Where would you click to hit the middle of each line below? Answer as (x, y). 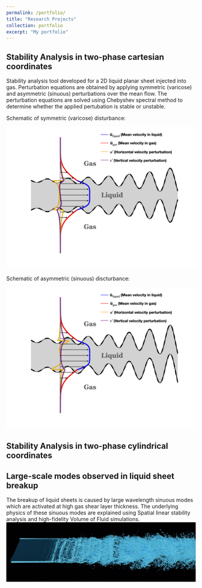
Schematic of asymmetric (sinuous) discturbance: (68, 279)
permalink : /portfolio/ (36, 13)
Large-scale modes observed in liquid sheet (90, 476)
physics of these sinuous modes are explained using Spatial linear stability (98, 513)
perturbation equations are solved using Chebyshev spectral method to (95, 100)
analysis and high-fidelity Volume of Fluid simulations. (73, 519)
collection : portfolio (35, 25)
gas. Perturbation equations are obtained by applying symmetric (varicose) (99, 87)
